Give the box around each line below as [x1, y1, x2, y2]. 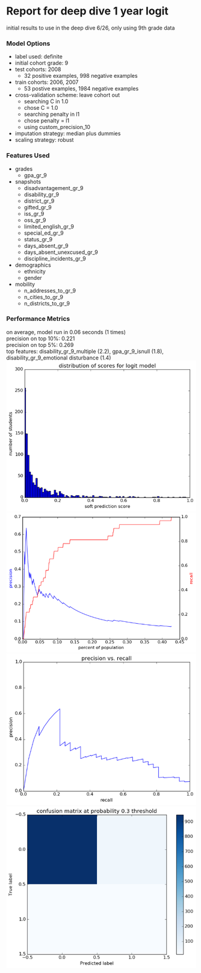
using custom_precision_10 [23, 124, 91, 131]
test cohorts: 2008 [14, 66, 61, 73]
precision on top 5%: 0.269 [6, 341, 74, 348]
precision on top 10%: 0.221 [6, 335, 75, 342]
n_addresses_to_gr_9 [23, 287, 76, 294]
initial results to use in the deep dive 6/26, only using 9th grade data [6, 24, 175, 31]
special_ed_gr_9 [23, 229, 64, 236]
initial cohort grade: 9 [14, 59, 69, 67]
